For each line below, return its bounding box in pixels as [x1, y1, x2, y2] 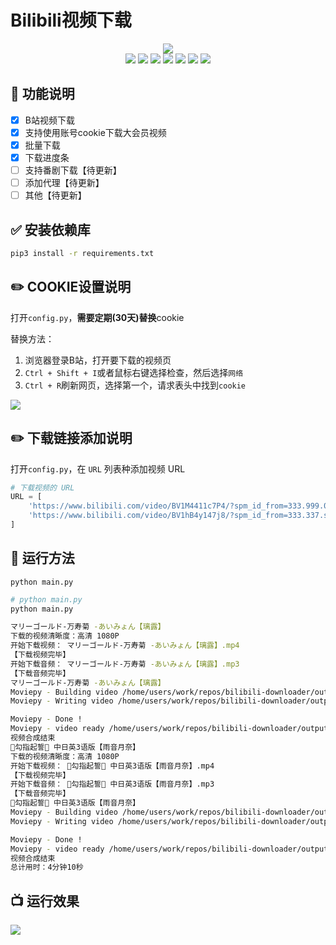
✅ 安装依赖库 [10, 221, 91, 238]
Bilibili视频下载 [10, 9, 132, 32]
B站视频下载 [24, 114, 75, 126]
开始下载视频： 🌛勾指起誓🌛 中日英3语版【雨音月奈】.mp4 [10, 761, 215, 771]
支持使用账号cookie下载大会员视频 [24, 126, 167, 138]
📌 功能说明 [10, 86, 75, 103]
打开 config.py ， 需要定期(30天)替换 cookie [10, 311, 185, 323]
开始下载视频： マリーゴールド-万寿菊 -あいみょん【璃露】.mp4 [10, 641, 240, 651]
